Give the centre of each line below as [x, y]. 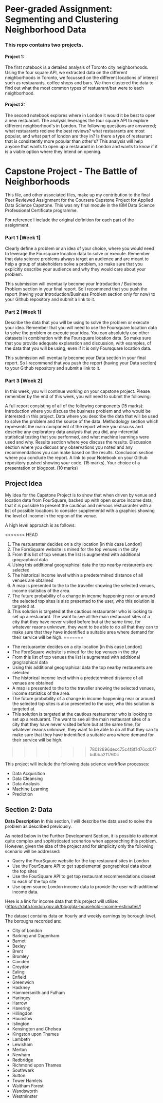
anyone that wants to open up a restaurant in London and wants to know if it [81, 146]
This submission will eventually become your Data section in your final [75, 358]
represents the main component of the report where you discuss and [74, 427]
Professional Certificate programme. [41, 210]
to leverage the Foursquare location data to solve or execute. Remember [77, 253]
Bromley [20, 956]
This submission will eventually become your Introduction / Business [74, 284]
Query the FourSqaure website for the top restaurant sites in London [81, 860]
